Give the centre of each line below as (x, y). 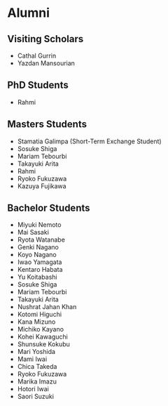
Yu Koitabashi (37, 277)
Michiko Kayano (41, 329)
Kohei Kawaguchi (42, 337)
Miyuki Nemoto (39, 225)
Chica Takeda (37, 367)
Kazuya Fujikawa (42, 186)
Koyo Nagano (37, 255)
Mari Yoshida (36, 352)
